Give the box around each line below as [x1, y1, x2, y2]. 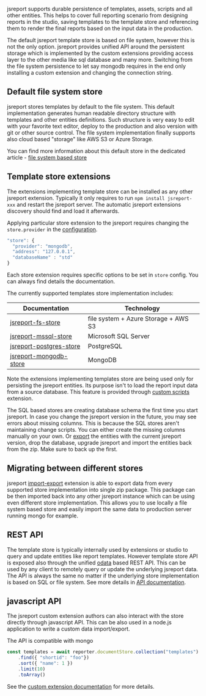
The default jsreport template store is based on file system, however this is [7, 37, 195, 43]
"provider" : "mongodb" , [12, 243, 73, 250]
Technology [124, 304, 160, 313]
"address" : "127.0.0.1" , [12, 249, 76, 255]
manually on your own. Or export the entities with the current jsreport [7, 432, 182, 440]
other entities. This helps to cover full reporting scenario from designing [7, 12, 188, 19]
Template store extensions [7, 171, 111, 182]
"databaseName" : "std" [12, 254, 73, 261]
